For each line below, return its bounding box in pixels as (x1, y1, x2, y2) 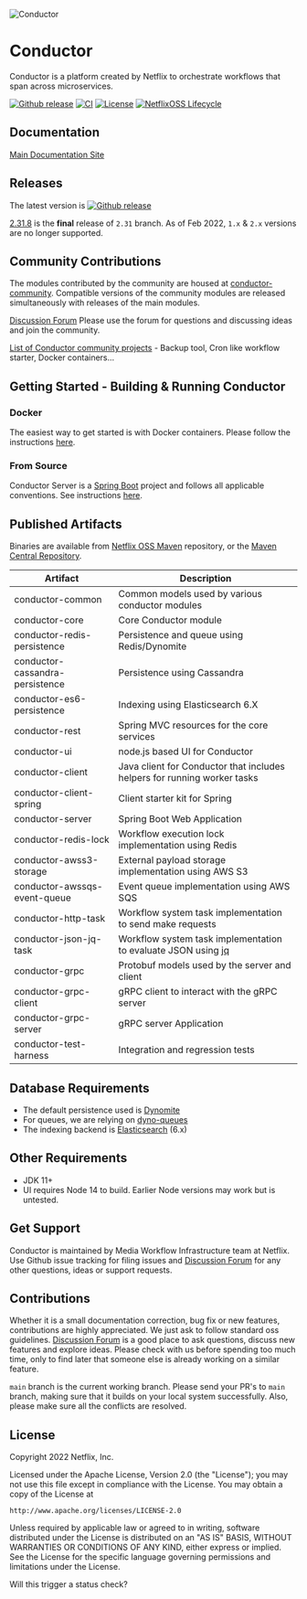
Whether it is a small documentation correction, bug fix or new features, (9, 1315, 281, 1326)
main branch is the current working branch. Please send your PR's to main (9, 1381, 286, 1392)
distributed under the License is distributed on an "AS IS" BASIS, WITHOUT (9, 1532, 292, 1543)
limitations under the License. (9, 1562, 121, 1572)
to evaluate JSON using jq (118, 944, 230, 957)
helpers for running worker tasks (118, 772, 259, 784)
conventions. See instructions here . (9, 490, 143, 501)
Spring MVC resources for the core (118, 719, 269, 731)
